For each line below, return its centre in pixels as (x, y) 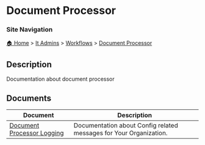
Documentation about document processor (60, 79)
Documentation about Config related (126, 126)
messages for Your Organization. (120, 133)
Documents (29, 98)
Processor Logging (37, 133)
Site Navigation (30, 30)
